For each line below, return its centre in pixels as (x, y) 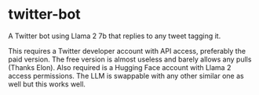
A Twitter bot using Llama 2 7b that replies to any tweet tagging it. (115, 36)
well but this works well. (47, 84)
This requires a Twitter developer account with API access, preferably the (127, 51)
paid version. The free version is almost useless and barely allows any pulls (130, 59)
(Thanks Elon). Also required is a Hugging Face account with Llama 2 (120, 67)
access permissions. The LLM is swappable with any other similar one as (126, 76)
